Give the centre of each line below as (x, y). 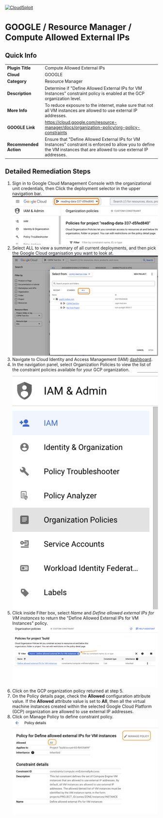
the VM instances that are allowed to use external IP (96, 150)
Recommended (23, 145)
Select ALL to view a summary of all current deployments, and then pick (84, 248)
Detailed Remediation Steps (48, 172)
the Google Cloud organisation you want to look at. (63, 253)
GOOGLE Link (21, 127)
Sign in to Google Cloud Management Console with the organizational (81, 183)
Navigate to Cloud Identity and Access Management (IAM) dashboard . (82, 359)
